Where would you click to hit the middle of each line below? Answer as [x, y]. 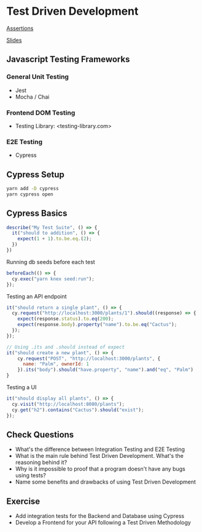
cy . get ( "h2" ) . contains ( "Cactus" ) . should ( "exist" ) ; [78, 410]
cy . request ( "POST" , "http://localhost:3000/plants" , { [89, 359]
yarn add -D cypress [33, 189]
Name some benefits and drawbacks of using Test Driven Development [106, 482]
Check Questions [40, 434]
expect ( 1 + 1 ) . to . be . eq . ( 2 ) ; [55, 239]
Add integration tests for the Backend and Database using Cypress [100, 516]
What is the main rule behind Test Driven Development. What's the [99, 456]
